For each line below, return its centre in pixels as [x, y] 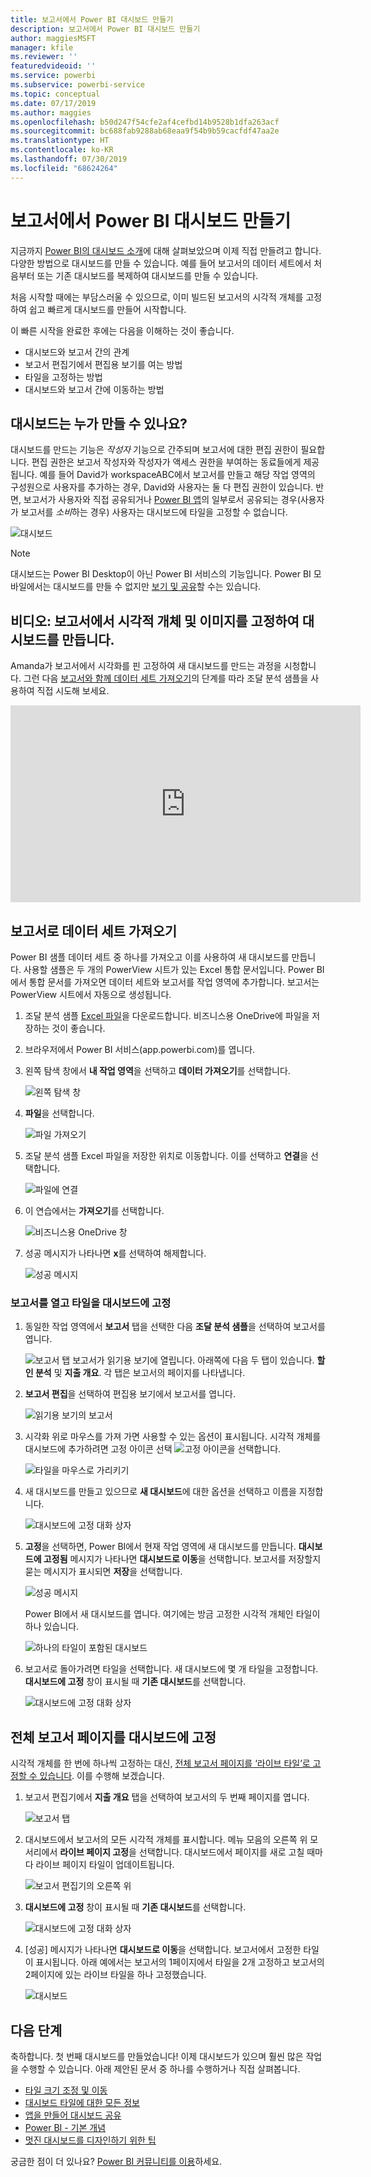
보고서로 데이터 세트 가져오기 [94, 931]
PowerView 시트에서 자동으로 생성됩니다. [91, 994]
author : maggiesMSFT [53, 38]
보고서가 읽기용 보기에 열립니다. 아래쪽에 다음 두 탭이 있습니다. [193, 1360]
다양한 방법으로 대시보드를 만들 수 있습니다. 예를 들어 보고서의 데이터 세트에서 [161, 263]
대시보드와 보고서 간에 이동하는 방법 [94, 389]
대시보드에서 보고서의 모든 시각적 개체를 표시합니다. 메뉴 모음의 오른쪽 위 [166, 1840]
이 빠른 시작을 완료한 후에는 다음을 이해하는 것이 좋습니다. [122, 330]
